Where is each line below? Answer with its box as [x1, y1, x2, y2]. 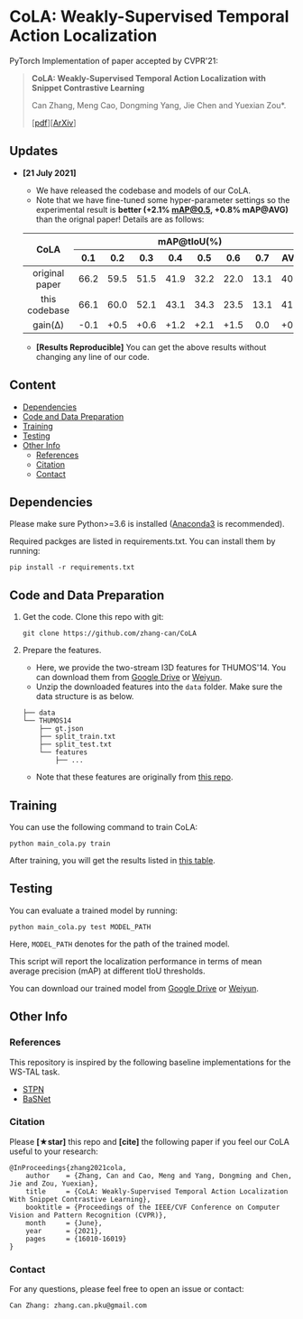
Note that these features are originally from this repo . [35, 771, 234, 782]
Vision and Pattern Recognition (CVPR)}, [9, 1211, 168, 1220]
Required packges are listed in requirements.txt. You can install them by [9, 536, 276, 547]
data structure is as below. [35, 691, 134, 702]
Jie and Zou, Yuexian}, [9, 1179, 99, 1188]
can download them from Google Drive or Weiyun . [35, 672, 223, 683]
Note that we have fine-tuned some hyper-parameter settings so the [35, 194, 290, 205]
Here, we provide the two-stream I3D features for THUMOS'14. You [35, 662, 287, 673]
